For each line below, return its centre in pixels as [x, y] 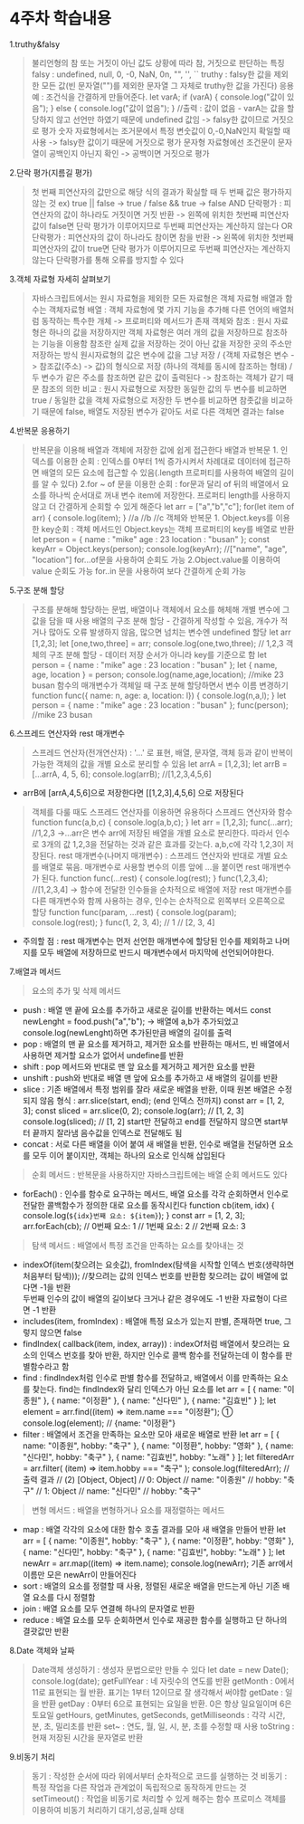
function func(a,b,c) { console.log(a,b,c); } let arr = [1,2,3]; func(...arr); [162, 822]
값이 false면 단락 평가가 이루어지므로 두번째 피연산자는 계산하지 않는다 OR [162, 225]
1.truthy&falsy [35, 44]
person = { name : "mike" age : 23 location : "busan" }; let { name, [154, 664]
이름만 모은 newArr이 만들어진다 [80, 1574]
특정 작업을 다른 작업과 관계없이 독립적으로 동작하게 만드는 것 [139, 1787]
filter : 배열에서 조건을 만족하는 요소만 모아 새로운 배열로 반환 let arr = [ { [151, 1434]
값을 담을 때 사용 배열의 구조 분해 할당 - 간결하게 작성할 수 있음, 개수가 [155, 620]
